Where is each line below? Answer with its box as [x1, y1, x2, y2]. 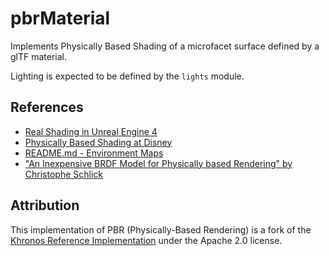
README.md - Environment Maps [24, 147, 164, 159]
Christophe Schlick [24, 168, 103, 180]
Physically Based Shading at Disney [24, 136, 173, 148]
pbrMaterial [10, 7, 111, 30]
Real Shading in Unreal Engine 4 [24, 125, 158, 137]
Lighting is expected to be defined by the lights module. [10, 70, 245, 82]
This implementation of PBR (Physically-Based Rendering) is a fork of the [10, 223, 312, 236]
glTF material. [10, 50, 68, 62]
